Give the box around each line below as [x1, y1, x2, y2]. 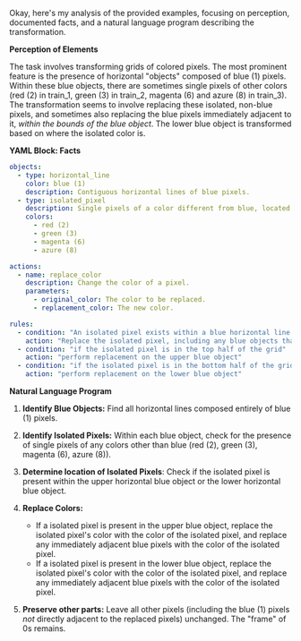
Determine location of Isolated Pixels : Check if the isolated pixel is [21, 466, 271, 477]
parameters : [25, 286, 70, 296]
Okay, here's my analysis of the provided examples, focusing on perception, [9, 8, 290, 18]
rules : [9, 320, 34, 329]
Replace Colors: [21, 503, 83, 513]
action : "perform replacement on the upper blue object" [25, 353, 243, 362]
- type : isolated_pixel [17, 196, 106, 205]
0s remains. [21, 623, 66, 634]
